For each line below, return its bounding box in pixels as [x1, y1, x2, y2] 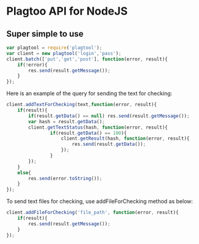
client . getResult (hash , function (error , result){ [60, 135, 190, 142]
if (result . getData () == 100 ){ [49, 130, 127, 136]
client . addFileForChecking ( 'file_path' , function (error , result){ [6, 209, 179, 216]
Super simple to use [6, 29, 84, 39]
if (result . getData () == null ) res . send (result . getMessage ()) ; [28, 113, 190, 119]
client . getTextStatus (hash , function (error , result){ [28, 124, 168, 131]
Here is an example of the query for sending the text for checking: [6, 90, 173, 97]
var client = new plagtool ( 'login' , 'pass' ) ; [6, 50, 121, 56]
